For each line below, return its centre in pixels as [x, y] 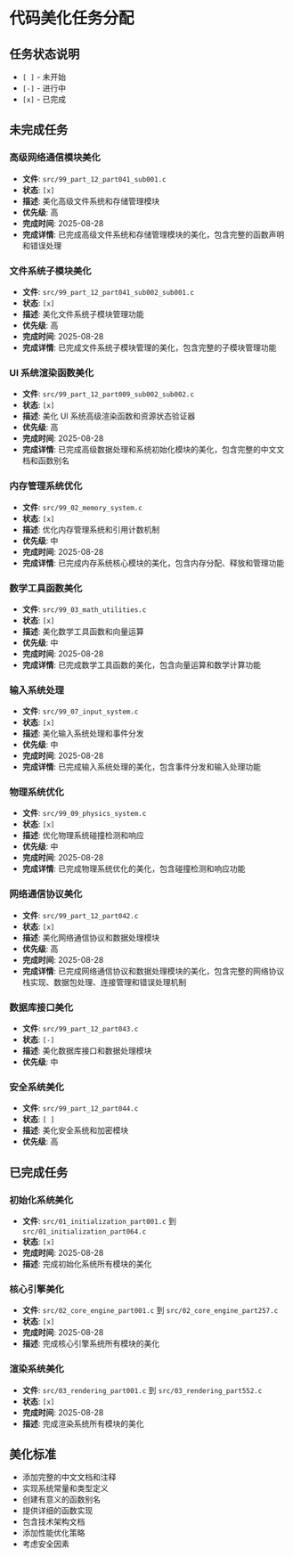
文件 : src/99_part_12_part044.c [80, 1108]
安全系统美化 [37, 1087]
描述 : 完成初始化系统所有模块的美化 [87, 1264]
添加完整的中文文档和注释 [69, 1477]
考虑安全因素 [45, 1544]
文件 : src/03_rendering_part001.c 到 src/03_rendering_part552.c [142, 1390]
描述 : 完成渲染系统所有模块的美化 [83, 1423]
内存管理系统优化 [46, 486]
